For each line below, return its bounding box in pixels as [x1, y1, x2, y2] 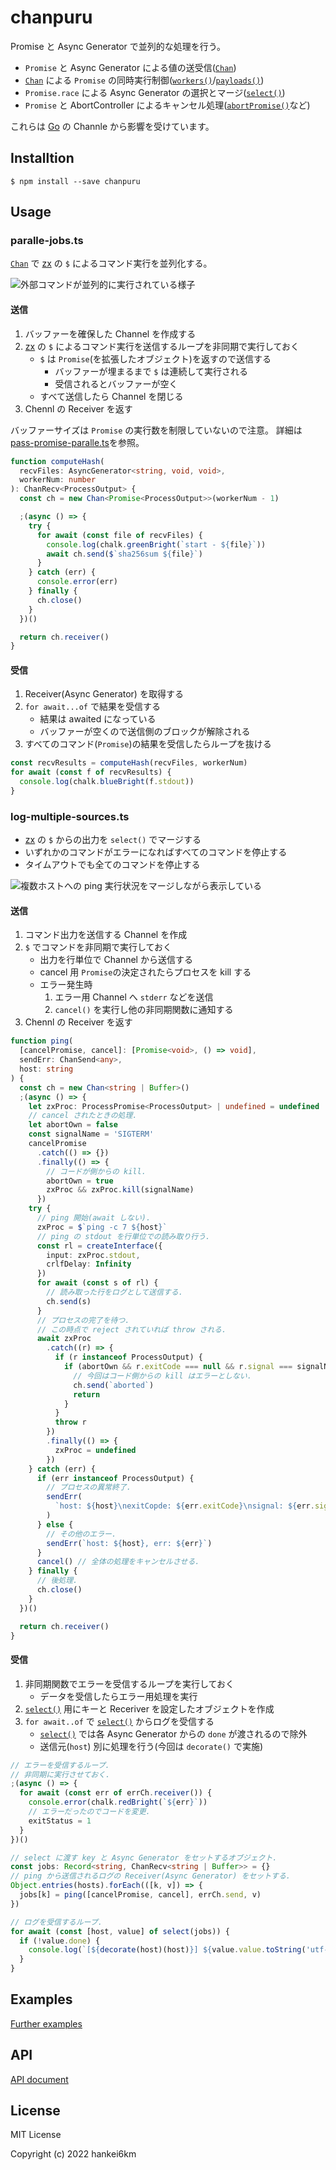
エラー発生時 [39, 979, 93, 991]
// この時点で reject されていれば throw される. [36, 1324, 227, 1335]
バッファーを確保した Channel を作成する [24, 327, 197, 340]
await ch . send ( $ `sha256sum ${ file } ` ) [46, 549, 203, 559]
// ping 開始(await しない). [36, 1213, 152, 1223]
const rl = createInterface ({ [36, 1241, 163, 1251]
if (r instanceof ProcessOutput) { [54, 1352, 203, 1363]
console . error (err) [36, 577, 118, 587]
